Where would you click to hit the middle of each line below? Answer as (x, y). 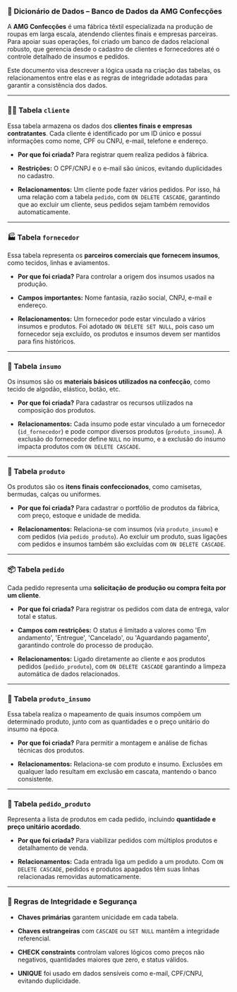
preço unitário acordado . (44, 827)
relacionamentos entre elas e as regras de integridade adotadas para (108, 78)
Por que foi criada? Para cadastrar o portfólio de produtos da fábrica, (119, 508)
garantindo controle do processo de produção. (85, 645)
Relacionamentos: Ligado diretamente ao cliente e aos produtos (111, 659)
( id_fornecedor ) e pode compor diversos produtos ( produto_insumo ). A (120, 432)
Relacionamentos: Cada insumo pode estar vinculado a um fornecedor (121, 424)
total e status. (37, 616)
